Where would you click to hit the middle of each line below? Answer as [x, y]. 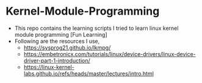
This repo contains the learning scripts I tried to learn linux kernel [96, 28]
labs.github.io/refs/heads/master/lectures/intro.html [88, 73]
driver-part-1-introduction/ [57, 60]
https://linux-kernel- [49, 67]
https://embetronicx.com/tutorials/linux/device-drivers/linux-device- [110, 54]
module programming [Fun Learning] [61, 34]
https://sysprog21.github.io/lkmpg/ [67, 48]
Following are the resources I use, [57, 41]
